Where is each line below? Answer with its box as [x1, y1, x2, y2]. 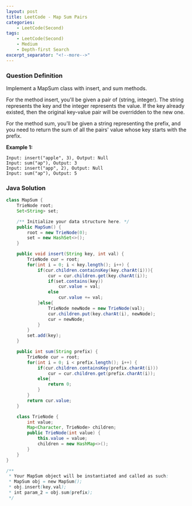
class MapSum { [6, 197, 43, 203]
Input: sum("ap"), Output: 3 [6, 160, 77, 166]
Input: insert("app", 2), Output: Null [6, 165, 104, 171]
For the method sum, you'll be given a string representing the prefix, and [6, 119, 181, 126]
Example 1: [6, 143, 33, 151]
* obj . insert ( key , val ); [8, 484, 67, 490]
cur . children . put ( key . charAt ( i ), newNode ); [47, 311, 156, 317]
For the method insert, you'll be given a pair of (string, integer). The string [6, 96, 184, 103]
